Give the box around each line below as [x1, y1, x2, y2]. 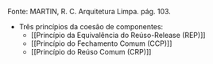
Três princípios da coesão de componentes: [18, 22, 164, 31]
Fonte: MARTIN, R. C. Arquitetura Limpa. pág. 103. [7, 7, 172, 16]
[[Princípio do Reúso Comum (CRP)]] [30, 47, 152, 56]
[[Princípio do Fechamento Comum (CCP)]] [30, 39, 172, 48]
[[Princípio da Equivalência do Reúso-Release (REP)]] [30, 31, 206, 40]
